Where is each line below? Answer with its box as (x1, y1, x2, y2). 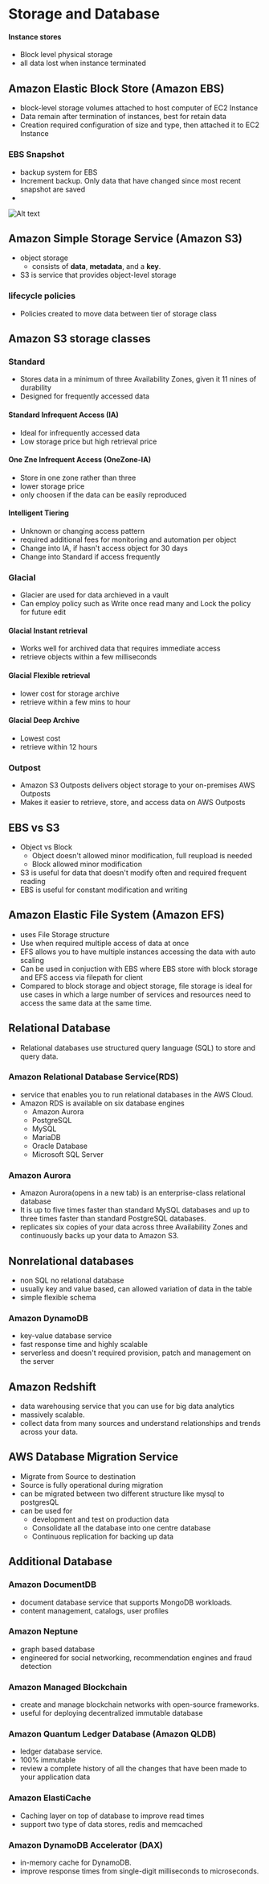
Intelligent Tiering (8, 508, 70, 518)
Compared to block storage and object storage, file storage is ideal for (19, 981, 253, 990)
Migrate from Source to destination (19, 1471, 137, 1481)
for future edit (19, 607, 67, 617)
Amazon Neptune (8, 1626, 79, 1637)
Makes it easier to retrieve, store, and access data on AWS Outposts (19, 798, 246, 808)
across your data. (19, 1427, 79, 1437)
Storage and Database (8, 5, 161, 23)
